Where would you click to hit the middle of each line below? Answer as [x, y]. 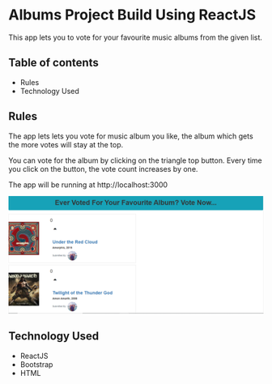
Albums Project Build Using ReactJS [132, 15]
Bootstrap [36, 364]
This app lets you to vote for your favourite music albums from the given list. [136, 37]
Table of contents [53, 63]
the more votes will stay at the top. [66, 144]
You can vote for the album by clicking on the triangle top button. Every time [136, 160]
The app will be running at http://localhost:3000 [88, 185]
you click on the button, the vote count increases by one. [103, 169]
